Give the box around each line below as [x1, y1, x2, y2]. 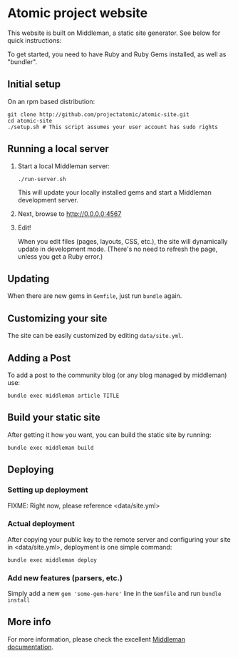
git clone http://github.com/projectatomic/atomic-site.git [7, 110, 190, 118]
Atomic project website [7, 5, 148, 21]
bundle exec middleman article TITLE [7, 392, 120, 399]
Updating [7, 272, 50, 284]
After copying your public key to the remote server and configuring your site [7, 535, 231, 543]
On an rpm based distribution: [7, 97, 95, 106]
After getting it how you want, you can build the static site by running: [7, 430, 212, 439]
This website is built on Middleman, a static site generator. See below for [7, 29, 221, 37]
